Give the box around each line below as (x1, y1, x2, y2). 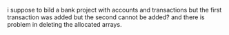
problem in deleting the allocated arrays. (7, 21, 122, 28)
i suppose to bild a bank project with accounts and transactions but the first (7, 6, 222, 14)
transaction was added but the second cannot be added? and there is (7, 13, 205, 21)
